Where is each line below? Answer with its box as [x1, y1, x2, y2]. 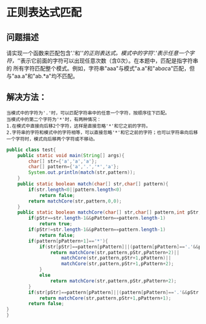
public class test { [6, 147, 56, 153]
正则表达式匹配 [6, 6, 82, 20]
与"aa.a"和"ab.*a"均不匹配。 [6, 72, 78, 80]
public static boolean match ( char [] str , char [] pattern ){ [17, 181, 169, 187]
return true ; [39, 221, 72, 227]
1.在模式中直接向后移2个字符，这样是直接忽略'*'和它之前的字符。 [6, 123, 151, 129]
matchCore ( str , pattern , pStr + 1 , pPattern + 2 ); [61, 261, 174, 267]
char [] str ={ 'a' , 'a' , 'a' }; [28, 158, 97, 164]
